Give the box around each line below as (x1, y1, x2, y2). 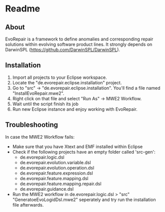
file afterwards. (12, 202, 44, 208)
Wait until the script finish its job (12, 101, 79, 107)
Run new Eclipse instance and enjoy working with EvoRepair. (12, 106, 137, 112)
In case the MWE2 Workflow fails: (5, 134, 75, 140)
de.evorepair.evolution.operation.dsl (19, 165, 94, 171)
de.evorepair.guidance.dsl (19, 186, 74, 192)
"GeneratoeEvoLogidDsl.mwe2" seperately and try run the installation (12, 197, 156, 203)
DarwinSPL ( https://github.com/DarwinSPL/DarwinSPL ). (5, 47, 120, 52)
